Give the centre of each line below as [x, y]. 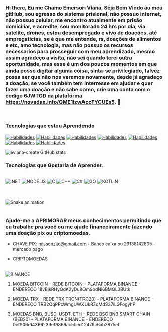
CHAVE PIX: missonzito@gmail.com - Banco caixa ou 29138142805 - [84, 244]
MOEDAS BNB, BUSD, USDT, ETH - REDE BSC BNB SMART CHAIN [81, 314]
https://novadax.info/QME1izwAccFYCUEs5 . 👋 [63, 102]
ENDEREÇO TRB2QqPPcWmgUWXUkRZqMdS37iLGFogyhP [74, 304]
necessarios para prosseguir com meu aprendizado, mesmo [80, 51]
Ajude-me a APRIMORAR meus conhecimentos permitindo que [83, 220]
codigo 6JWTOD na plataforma [44, 96]
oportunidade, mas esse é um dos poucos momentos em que [81, 64]
